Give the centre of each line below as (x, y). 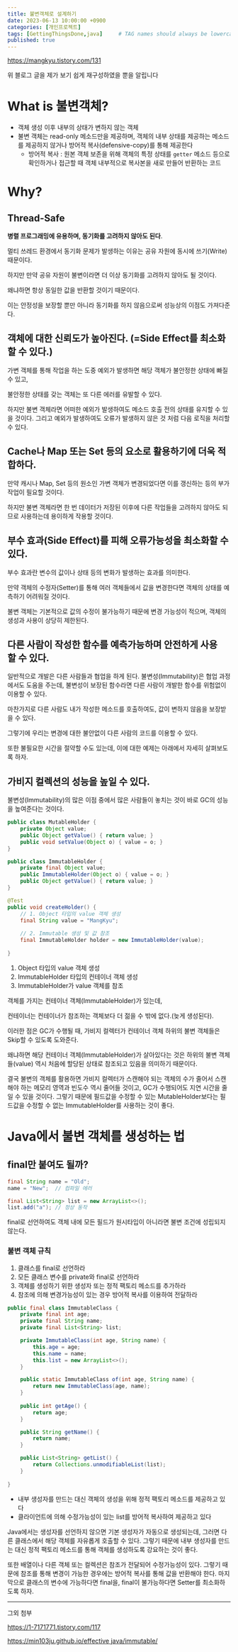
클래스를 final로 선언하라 (51, 1268)
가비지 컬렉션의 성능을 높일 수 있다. (79, 781)
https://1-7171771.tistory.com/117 (54, 1627)
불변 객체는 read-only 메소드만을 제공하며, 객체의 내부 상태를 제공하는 (114, 136)
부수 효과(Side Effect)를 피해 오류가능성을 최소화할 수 (118, 541)
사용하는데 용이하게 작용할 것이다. (67, 516)
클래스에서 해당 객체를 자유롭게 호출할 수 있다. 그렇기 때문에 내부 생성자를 (116, 1541)
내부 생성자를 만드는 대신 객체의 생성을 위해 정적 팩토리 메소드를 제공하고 (118, 1499)
